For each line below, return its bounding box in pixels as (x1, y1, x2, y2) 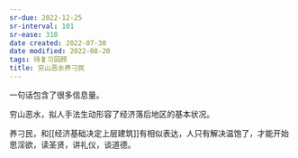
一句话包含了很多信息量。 (9, 89, 104, 100)
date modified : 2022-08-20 (9, 47, 111, 56)
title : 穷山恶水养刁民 (9, 64, 86, 73)
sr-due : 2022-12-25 (9, 13, 83, 23)
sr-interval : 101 (9, 22, 75, 31)
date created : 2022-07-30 (9, 38, 106, 48)
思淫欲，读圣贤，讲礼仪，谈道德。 (9, 139, 136, 150)
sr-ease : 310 (9, 30, 59, 39)
